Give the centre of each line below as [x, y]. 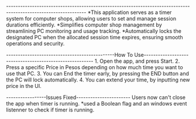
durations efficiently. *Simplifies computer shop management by [84, 25]
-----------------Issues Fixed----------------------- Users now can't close [96, 97]
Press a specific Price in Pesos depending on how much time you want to [94, 67]
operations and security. [35, 43]
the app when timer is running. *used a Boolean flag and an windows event [97, 103]
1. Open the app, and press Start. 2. [137, 61]
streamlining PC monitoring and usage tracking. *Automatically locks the [94, 31]
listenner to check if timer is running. [50, 110]
